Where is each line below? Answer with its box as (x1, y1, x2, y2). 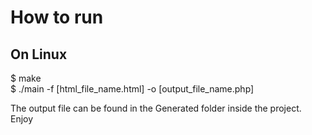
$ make (10, 72, 42, 84)
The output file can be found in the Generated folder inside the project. (10, 102, 302, 114)
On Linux (10, 46, 68, 63)
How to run (10, 6, 104, 29)
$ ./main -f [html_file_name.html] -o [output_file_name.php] (10, 83, 255, 95)
